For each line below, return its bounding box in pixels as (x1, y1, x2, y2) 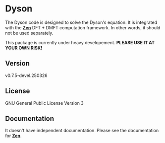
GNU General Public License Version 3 (5, 100, 84, 106)
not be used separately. (5, 30, 54, 36)
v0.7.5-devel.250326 (5, 72, 48, 78)
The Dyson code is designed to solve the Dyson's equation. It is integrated (5, 19, 158, 25)
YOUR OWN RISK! (5, 45, 43, 51)
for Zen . (5, 133, 22, 139)
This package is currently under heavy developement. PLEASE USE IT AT (5, 39, 155, 45)
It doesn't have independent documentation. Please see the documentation (5, 128, 159, 134)
